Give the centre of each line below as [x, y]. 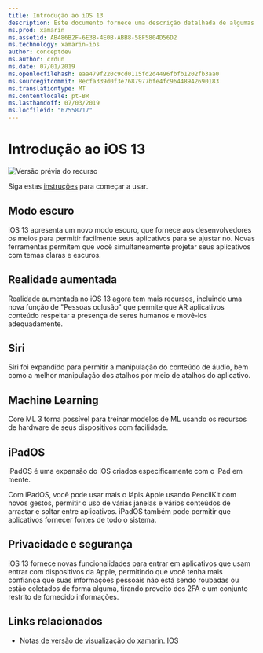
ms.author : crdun [37, 60]
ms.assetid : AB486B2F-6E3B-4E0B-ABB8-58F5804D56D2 [93, 37]
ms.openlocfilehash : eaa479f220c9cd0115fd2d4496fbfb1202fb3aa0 [114, 74]
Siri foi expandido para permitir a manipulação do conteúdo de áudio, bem [128, 367]
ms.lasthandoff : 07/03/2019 [54, 103]
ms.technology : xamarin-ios [54, 45]
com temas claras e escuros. [55, 255]
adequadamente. [36, 324]
